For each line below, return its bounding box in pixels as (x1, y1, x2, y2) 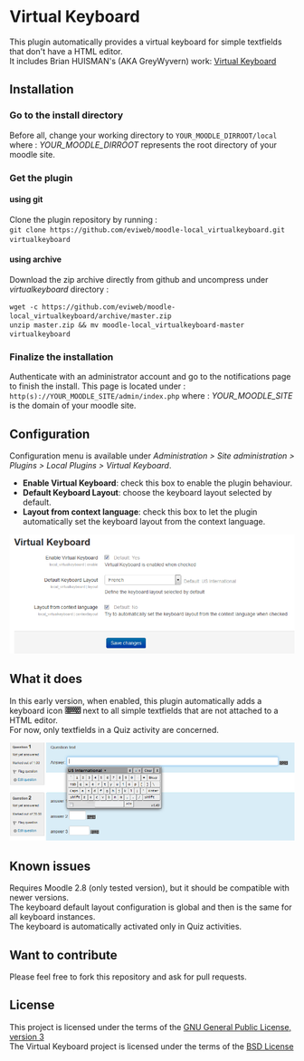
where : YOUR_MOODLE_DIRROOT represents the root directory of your (9, 139, 278, 150)
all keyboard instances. (9, 911, 96, 922)
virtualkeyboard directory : (9, 284, 109, 294)
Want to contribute (9, 947, 118, 962)
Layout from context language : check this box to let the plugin (22, 506, 258, 517)
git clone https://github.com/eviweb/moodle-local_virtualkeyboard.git (9, 225, 285, 235)
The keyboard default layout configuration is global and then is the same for (9, 902, 292, 912)
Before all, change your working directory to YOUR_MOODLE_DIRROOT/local (9, 130, 278, 140)
